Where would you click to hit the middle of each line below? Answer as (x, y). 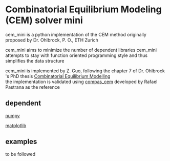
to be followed (20, 154)
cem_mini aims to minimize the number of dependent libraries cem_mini (81, 50)
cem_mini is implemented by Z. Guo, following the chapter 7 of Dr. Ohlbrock (85, 71)
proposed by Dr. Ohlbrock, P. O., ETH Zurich (52, 40)
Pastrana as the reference (33, 87)
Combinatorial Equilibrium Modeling (84, 9)
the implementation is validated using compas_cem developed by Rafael (81, 82)
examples (21, 142)
